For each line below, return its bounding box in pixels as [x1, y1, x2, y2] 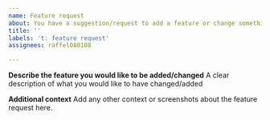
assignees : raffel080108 [8, 42, 92, 50]
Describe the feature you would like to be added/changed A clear [8, 70, 230, 80]
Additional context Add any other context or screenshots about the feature [8, 94, 258, 104]
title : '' [8, 26, 42, 34]
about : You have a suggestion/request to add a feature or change [8, 19, 235, 27]
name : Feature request [8, 11, 84, 20]
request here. [8, 103, 53, 113]
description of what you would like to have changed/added [8, 79, 203, 89]
